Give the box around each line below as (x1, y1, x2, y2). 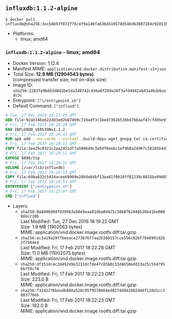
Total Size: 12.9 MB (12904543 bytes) (12, 71, 94, 77)
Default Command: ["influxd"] (12, 103, 79, 109)
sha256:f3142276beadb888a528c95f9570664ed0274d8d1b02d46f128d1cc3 (20, 288, 165, 293)
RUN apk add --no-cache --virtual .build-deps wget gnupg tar (5, 136, 141, 142)
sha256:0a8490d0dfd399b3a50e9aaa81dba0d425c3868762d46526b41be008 (20, 209, 165, 215)
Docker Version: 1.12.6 (12, 60, 59, 67)
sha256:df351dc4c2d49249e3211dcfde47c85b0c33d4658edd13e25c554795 (20, 262, 165, 267)
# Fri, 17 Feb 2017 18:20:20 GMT (5, 122, 77, 127)
